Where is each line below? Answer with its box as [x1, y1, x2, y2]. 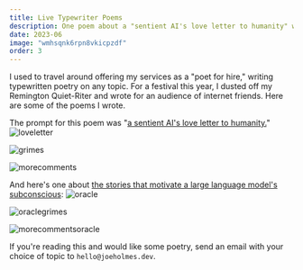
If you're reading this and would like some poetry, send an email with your [9, 241, 284, 252]
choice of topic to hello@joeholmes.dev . [9, 251, 156, 262]
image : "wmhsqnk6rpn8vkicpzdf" [9, 38, 127, 48]
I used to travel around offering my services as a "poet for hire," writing [9, 71, 273, 82]
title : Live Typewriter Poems [9, 13, 124, 22]
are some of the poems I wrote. [9, 100, 126, 111]
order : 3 [9, 47, 42, 56]
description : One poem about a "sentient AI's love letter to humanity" [9, 22, 289, 31]
